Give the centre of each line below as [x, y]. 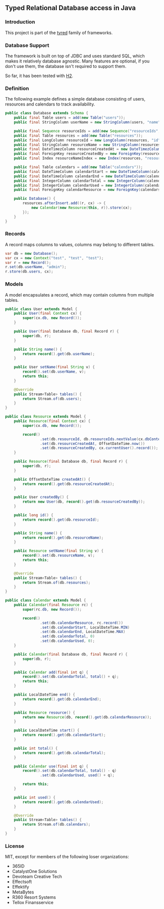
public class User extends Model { [41, 309]
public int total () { [36, 748]
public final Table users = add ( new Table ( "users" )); [70, 118]
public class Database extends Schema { [47, 113]
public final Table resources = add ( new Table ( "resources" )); [78, 136]
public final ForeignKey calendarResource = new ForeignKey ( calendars [87, 190]
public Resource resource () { [45, 713]
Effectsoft [22, 882]
